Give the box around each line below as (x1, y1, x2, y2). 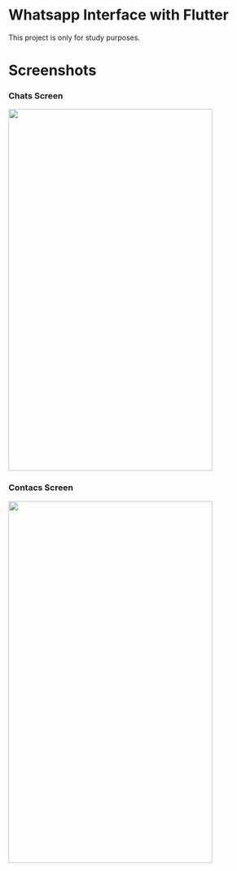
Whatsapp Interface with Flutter (8, 6, 230, 24)
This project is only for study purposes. (8, 33, 141, 42)
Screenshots (8, 61, 97, 80)
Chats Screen (8, 90, 64, 102)
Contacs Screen (8, 482, 73, 493)
